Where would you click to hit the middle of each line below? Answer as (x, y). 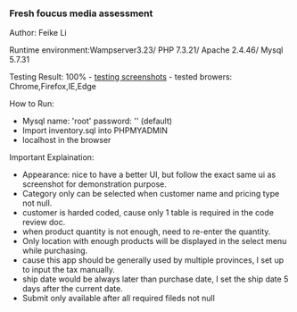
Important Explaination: (52, 157)
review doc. (44, 223)
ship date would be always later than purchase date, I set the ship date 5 (155, 279)
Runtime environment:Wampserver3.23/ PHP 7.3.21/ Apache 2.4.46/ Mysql (146, 50)
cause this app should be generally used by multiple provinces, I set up (153, 260)
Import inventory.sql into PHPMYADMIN (95, 131)
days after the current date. (72, 289)
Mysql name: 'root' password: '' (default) (97, 121)
